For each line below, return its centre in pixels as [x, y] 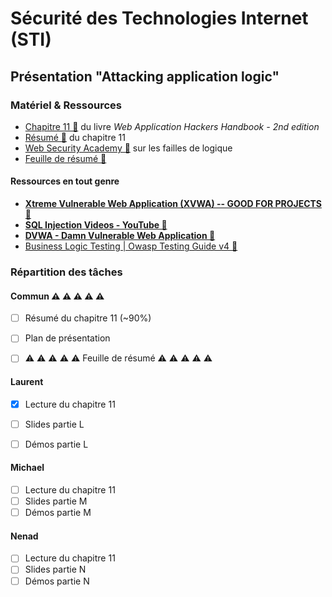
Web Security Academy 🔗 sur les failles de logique [128, 148]
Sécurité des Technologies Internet [159, 18]
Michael [27, 468]
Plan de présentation [67, 338]
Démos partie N [57, 581]
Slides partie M [56, 501]
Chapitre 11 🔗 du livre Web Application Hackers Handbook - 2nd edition [172, 126]
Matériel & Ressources [66, 105]
